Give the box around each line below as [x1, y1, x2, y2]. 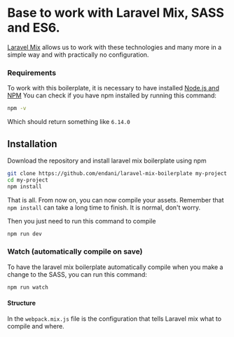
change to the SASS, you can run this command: [7, 270, 147, 278]
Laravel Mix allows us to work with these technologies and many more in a [7, 43, 222, 51]
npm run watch [7, 284, 49, 291]
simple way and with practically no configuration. [7, 50, 149, 59]
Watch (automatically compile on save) [7, 247, 143, 256]
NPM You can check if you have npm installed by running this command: [7, 91, 217, 99]
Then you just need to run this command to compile [7, 216, 156, 225]
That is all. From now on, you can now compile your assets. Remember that [7, 195, 224, 204]
